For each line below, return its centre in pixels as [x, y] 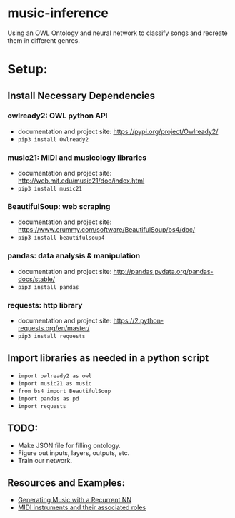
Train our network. [45, 460]
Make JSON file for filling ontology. [69, 445]
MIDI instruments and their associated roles [82, 507]
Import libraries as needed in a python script [108, 358]
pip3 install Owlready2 [53, 139]
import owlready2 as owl [55, 376]
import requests [42, 406]
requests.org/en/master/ [54, 328]
